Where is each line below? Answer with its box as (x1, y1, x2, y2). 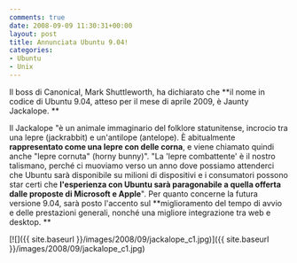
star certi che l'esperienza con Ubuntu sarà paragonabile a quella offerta (9, 179, 282, 190)
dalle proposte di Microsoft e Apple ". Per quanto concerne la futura (9, 188, 259, 199)
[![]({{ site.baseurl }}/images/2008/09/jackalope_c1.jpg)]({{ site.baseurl (9, 234, 270, 244)
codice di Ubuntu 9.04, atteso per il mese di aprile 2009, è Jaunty (9, 96, 249, 106)
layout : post (9, 29, 58, 38)
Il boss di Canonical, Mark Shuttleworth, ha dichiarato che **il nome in (9, 86, 266, 97)
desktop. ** (9, 216, 51, 227)
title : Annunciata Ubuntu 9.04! (9, 37, 129, 47)
